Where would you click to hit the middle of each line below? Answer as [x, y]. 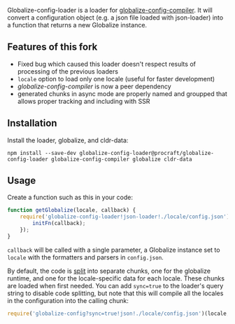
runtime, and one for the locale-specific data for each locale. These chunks [116, 278]
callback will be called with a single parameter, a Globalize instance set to [114, 250]
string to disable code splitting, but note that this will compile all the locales [115, 293]
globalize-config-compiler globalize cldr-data [122, 159]
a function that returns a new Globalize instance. [77, 25]
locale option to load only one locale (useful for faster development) [116, 79]
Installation [32, 123]
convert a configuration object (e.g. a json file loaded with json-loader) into [115, 18]
